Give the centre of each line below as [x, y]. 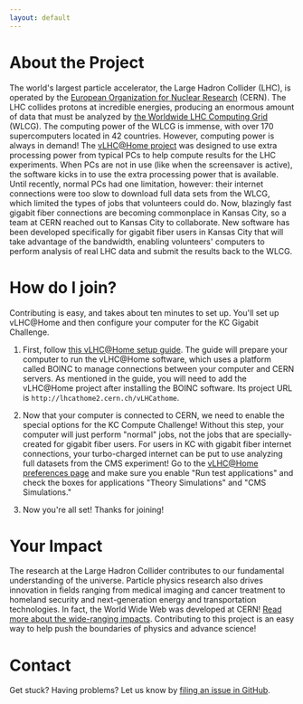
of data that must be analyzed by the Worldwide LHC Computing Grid [139, 116]
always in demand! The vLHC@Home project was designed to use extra [143, 145]
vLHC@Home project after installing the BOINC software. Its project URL [157, 388]
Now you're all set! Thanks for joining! [93, 509]
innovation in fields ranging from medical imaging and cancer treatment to [147, 590]
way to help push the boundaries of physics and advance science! [133, 629]
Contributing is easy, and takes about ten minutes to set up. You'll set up [144, 312]
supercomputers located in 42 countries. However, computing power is [142, 136]
